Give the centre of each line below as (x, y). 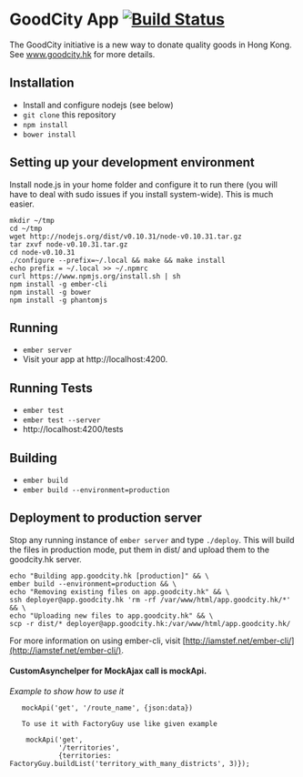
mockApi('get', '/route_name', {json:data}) (107, 708)
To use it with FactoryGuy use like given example (120, 724)
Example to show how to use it (67, 691)
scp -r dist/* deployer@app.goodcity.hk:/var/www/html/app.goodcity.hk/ (150, 623)
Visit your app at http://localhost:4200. (95, 359)
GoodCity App (64, 20)
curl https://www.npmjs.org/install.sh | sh (95, 276)
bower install (49, 135)
